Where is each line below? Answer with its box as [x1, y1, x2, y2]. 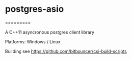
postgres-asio [5, 3, 64, 15]
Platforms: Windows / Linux [5, 38, 61, 45]
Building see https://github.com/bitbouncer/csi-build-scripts [5, 48, 127, 54]
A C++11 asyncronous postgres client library [5, 29, 95, 35]
